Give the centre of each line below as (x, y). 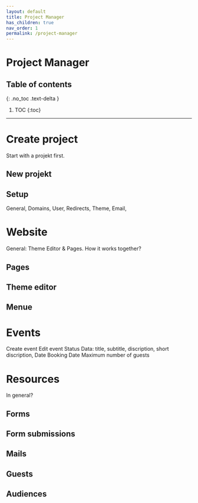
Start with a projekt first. (35, 156)
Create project (42, 139)
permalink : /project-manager (42, 34)
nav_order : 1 (22, 28)
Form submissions (41, 434)
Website (27, 232)
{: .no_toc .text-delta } (33, 98)
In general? (20, 395)
